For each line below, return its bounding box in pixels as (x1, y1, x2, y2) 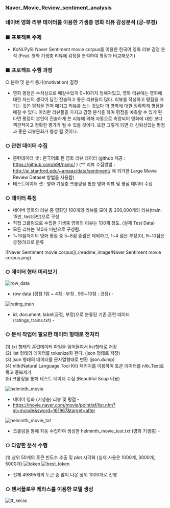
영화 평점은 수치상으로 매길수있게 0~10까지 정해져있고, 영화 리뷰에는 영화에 (12, 90, 162, 96)
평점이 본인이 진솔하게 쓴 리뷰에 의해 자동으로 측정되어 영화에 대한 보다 (22, 115, 163, 122)
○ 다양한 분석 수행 (5, 442, 47, 449)
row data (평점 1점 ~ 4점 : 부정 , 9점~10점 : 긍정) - (12, 291, 114, 297)
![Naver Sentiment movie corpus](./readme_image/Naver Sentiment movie (5, 249, 161, 255)
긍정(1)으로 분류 (12, 239, 44, 245)
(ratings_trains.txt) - (12, 317, 55, 323)
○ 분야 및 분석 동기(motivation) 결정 (5, 79, 78, 85)
